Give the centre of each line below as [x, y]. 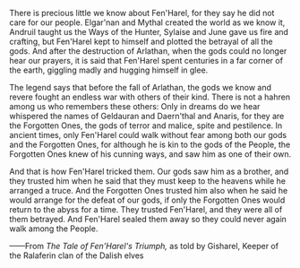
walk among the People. [54, 229]
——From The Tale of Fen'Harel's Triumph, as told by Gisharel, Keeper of [144, 246]
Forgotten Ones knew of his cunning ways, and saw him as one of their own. [150, 154]
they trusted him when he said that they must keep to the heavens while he [148, 181]
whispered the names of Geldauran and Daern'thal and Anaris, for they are [147, 116]
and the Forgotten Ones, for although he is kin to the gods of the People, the [150, 144]
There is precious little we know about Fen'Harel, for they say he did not [142, 13]
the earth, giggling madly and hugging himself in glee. [109, 70]
